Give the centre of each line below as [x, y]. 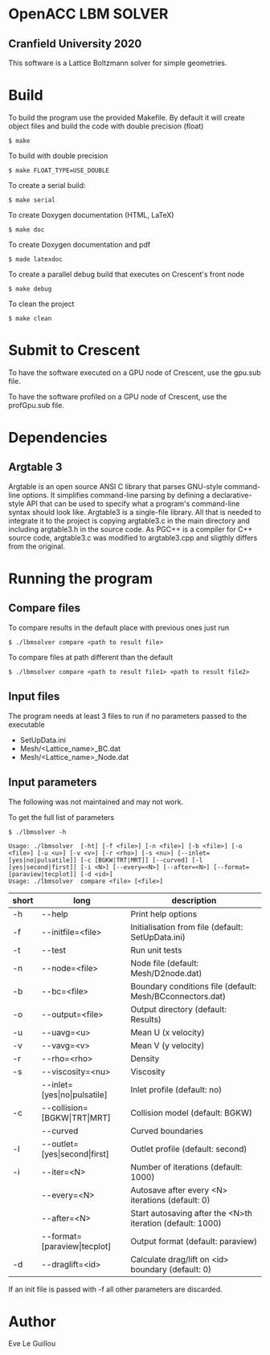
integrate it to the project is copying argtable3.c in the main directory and [129, 520]
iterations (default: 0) [170, 1200]
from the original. [37, 546]
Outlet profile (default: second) [189, 1149]
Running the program [81, 579]
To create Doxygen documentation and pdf [80, 244]
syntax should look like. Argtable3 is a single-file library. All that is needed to [135, 512]
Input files [34, 697]
